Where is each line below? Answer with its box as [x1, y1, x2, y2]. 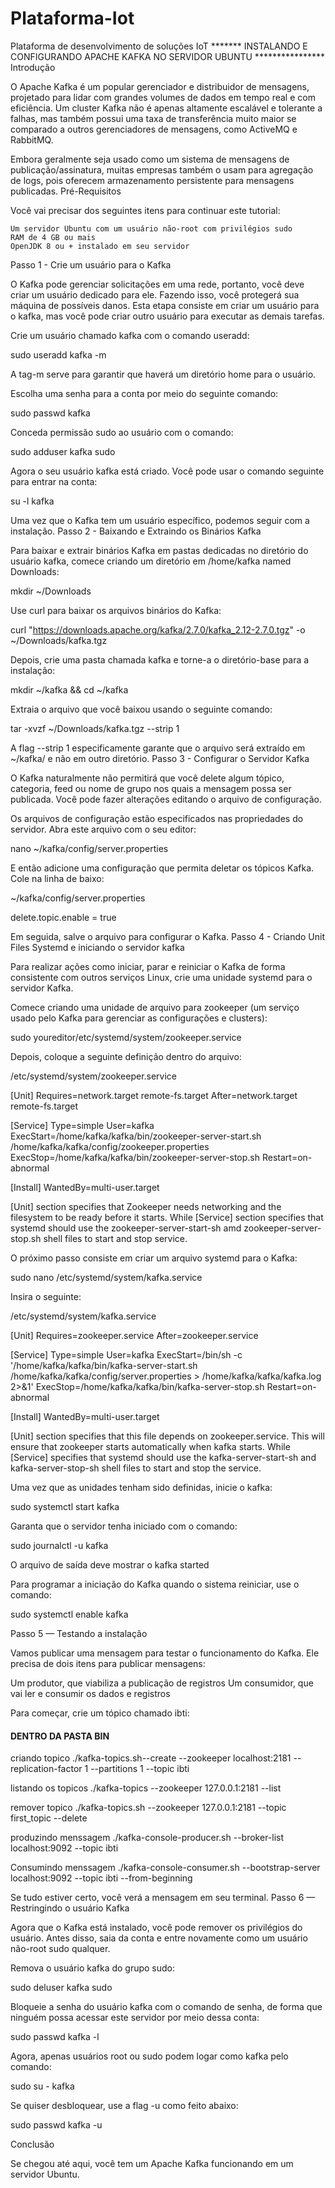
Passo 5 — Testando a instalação [10, 1627, 148, 1639]
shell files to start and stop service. [43, 1232, 188, 1244]
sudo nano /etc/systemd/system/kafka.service [10, 1271, 203, 1283]
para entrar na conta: [10, 475, 98, 487]
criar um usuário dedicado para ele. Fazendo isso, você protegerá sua [10, 288, 300, 301]
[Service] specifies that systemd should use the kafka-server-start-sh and [10, 1451, 317, 1463]
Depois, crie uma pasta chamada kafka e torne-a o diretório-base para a [10, 653, 310, 666]
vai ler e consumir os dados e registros [10, 1687, 171, 1699]
